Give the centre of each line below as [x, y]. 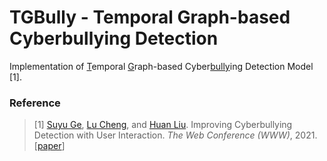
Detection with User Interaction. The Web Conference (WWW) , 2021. [175, 135]
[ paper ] [49, 146]
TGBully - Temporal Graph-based [150, 17]
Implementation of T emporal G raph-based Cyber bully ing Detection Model [161, 66]
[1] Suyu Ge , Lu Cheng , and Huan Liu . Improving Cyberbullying [163, 125]
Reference [35, 103]
